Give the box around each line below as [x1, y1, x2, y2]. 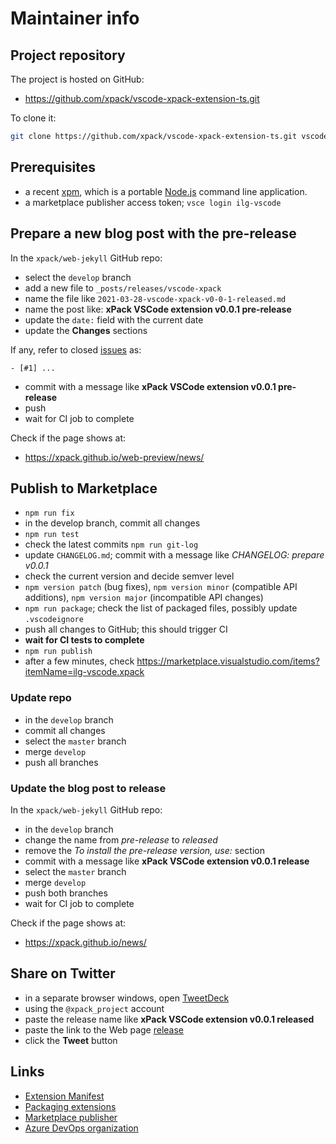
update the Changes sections [24, 324, 148, 336]
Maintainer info [10, 7, 140, 30]
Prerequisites [10, 159, 96, 176]
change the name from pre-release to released [24, 833, 218, 846]
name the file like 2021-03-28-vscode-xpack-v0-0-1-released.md [24, 292, 287, 304]
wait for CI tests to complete [24, 634, 145, 646]
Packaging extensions [24, 1100, 117, 1112]
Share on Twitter [10, 965, 116, 982]
